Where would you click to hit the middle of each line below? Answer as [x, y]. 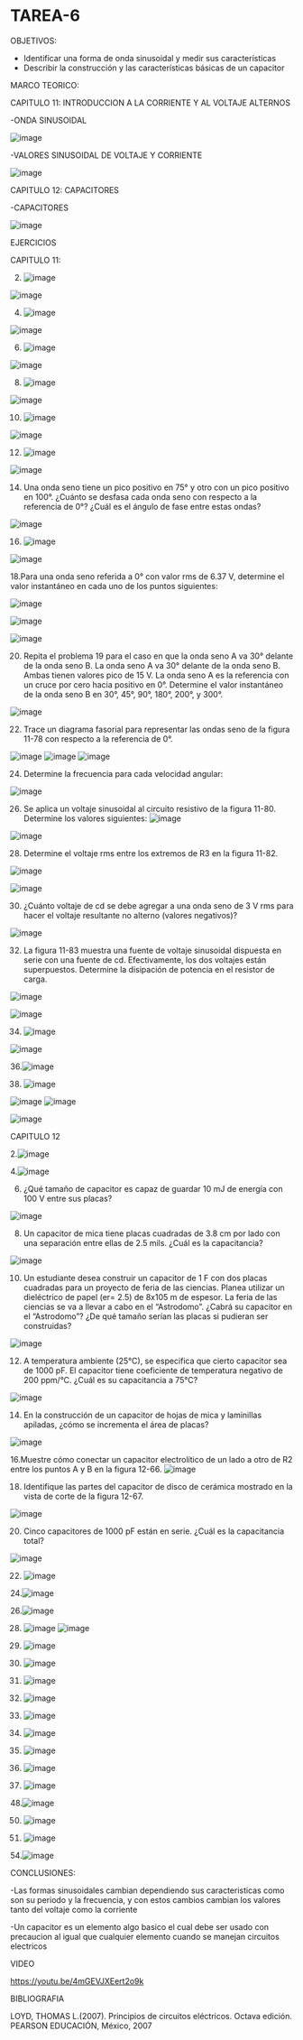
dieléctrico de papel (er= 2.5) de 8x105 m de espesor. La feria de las [150, 1297]
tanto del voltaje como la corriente [74, 1909]
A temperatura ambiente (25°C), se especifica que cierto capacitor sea [155, 1361]
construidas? [47, 1325]
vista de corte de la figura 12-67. [83, 1496]
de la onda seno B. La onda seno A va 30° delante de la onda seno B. [151, 665]
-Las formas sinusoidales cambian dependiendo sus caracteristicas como [147, 1890]
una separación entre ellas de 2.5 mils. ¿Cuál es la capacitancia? [143, 1242]
